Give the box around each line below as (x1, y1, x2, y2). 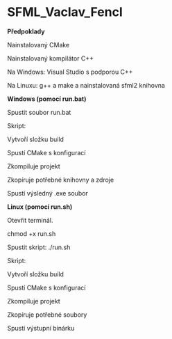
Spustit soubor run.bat (7, 108, 71, 116)
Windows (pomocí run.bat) (7, 95, 87, 103)
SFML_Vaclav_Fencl (7, 4, 123, 20)
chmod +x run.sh (7, 229, 56, 237)
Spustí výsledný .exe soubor (7, 189, 88, 197)
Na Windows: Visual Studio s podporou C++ (7, 68, 133, 76)
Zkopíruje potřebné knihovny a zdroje (7, 175, 114, 184)
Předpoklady (7, 27, 45, 36)
